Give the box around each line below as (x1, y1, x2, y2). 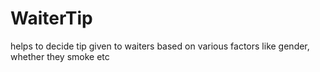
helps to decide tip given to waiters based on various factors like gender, (10, 40, 310, 52)
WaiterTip (10, 7, 93, 30)
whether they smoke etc (10, 50, 110, 62)
